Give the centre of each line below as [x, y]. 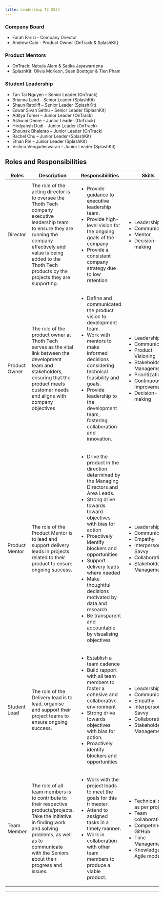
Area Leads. [101, 493]
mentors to [100, 341]
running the [45, 234]
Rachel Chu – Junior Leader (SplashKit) [51, 136]
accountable [101, 628]
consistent [99, 256]
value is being [47, 253]
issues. [40, 872]
